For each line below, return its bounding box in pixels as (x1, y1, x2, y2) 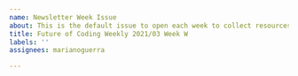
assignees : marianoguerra (9, 46, 105, 55)
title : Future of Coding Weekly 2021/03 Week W (9, 29, 189, 38)
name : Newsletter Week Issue (9, 12, 117, 22)
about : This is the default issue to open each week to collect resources (9, 21, 292, 30)
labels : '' (9, 37, 50, 47)
